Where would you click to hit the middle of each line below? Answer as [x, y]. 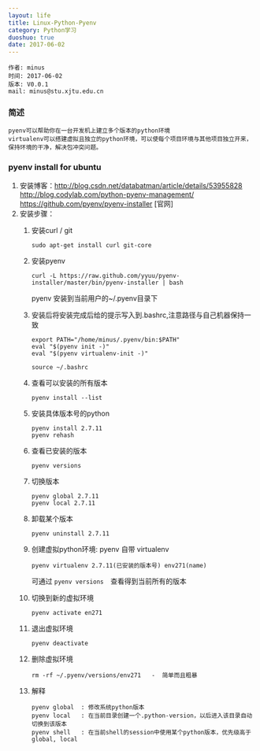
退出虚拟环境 [52, 628]
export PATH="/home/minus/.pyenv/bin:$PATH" [106, 339]
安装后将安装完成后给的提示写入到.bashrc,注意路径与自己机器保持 [137, 315]
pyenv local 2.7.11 [63, 503]
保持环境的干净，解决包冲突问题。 [55, 148]
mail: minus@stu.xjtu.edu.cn [56, 91]
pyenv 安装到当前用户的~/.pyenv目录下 [95, 298]
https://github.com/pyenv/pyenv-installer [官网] [96, 203]
